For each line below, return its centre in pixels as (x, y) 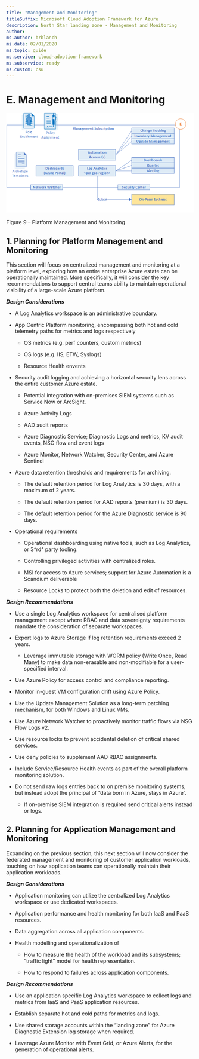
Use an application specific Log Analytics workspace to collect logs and (103, 996)
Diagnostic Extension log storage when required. (74, 1032)
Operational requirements (46, 531)
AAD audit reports (46, 425)
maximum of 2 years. (49, 491)
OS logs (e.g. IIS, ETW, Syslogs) (63, 354)
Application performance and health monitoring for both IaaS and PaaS (102, 913)
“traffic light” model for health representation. (80, 961)
